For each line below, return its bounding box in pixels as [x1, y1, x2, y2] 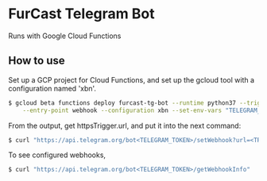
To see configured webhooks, [8, 150, 106, 160]
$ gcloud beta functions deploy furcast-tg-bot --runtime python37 [8, 98, 237, 107]
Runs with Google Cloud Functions [8, 31, 122, 40]
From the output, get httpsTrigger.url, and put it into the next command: [8, 121, 242, 130]
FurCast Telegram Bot [8, 5, 155, 23]
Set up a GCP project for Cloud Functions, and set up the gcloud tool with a [8, 75, 255, 84]
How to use [8, 54, 65, 67]
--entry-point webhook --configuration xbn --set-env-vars [22, 106, 222, 114]
